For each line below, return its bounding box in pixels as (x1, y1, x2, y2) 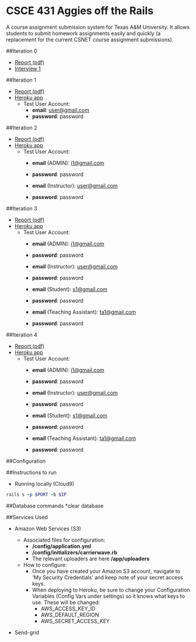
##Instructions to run (6, 469, 57, 476)
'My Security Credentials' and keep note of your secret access (32, 574, 183, 581)
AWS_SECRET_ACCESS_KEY (40, 617, 110, 624)
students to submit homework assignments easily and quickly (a (6, 29, 161, 36)
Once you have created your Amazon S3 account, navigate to (32, 567, 180, 574)
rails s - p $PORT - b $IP (6, 492, 67, 498)
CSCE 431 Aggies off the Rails (6, 4, 154, 18)
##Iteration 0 (6, 47, 37, 54)
